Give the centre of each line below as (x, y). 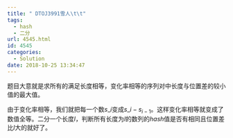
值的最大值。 (25, 94)
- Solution (29, 59)
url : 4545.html (29, 40)
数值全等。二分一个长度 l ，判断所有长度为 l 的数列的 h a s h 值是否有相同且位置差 (116, 119)
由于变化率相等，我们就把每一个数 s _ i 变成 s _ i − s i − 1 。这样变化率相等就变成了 (115, 110)
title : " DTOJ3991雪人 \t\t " (47, 14)
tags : (15, 20)
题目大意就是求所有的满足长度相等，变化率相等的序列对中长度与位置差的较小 (116, 86)
